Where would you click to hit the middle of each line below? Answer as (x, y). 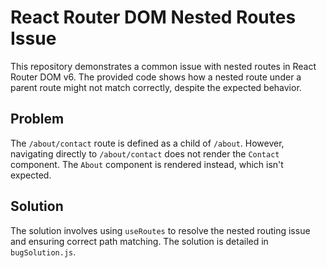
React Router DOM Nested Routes (153, 17)
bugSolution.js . (43, 252)
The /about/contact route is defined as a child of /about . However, (147, 143)
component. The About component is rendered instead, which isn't (147, 164)
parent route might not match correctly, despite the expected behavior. (156, 87)
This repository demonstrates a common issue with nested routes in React (163, 66)
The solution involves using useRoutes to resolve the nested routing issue (160, 230)
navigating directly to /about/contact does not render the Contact (145, 153)
